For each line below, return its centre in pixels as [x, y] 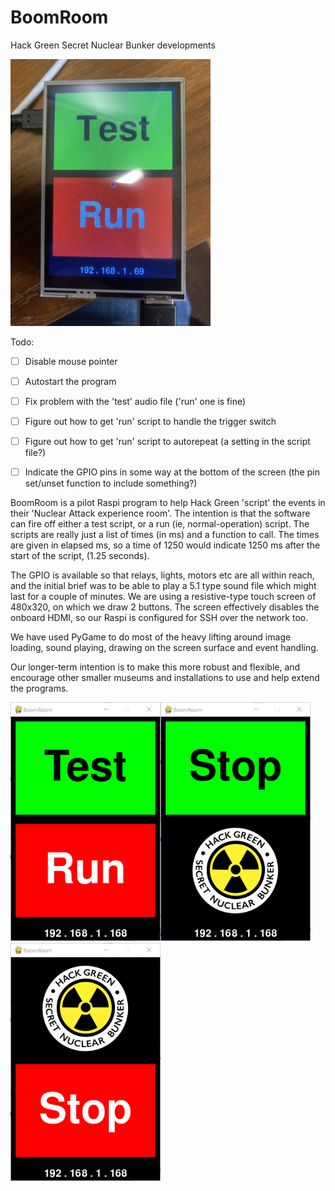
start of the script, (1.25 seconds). [80, 555]
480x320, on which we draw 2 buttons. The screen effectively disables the [165, 607]
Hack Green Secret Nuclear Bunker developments [113, 45]
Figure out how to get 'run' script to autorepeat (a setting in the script [167, 441]
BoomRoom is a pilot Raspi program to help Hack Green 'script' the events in [168, 502]
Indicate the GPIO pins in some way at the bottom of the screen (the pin [172, 472]
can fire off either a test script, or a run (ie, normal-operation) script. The [160, 523]
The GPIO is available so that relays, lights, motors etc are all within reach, [162, 575]
